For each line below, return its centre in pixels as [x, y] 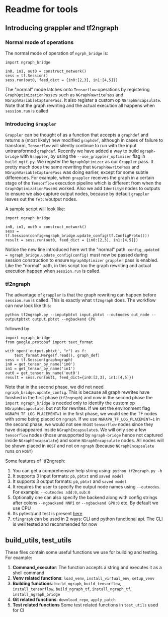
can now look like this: [28, 305]
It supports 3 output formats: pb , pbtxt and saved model [69, 481]
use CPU [22, 508]
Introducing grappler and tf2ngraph [62, 28]
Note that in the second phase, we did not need [55, 387]
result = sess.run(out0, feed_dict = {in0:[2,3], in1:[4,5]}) [72, 240]
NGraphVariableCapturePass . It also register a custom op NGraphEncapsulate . [83, 100]
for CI [18, 610]
